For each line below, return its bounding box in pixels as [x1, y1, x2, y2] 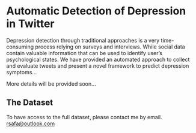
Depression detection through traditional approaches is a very [6, 37, 160, 44]
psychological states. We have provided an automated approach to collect [6, 56, 190, 63]
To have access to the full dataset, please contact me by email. [6, 113, 162, 120]
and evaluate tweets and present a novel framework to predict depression [6, 62, 189, 69]
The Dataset [6, 98, 53, 108]
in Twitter [6, 17, 55, 31]
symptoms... [6, 68, 37, 75]
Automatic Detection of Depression [6, 4, 186, 18]
